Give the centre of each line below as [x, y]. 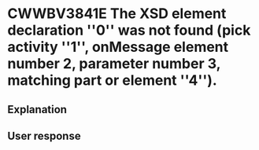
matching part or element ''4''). [112, 80]
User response [44, 135]
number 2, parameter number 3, [114, 64]
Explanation [37, 110]
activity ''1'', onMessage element [118, 47]
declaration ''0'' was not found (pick [129, 30]
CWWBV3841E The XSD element [117, 14]
